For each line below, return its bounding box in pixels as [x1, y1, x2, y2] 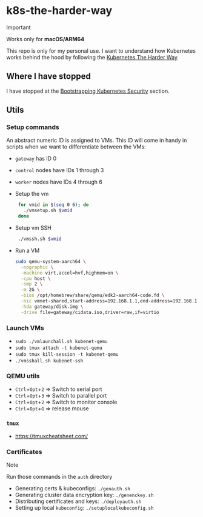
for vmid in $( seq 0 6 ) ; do [18, 202, 89, 208]
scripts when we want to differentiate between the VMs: [6, 143, 147, 150]
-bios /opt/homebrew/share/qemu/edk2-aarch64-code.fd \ [21, 292, 165, 299]
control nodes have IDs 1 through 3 [15, 167, 104, 174]
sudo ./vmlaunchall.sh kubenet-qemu [15, 338, 108, 344]
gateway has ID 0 [15, 155, 56, 162]
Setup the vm [15, 190, 49, 198]
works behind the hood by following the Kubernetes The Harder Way [6, 53, 178, 61]
